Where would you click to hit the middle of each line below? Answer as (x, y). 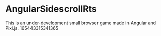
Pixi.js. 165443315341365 (32, 28)
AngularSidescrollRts (51, 9)
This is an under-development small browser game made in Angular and (81, 23)
